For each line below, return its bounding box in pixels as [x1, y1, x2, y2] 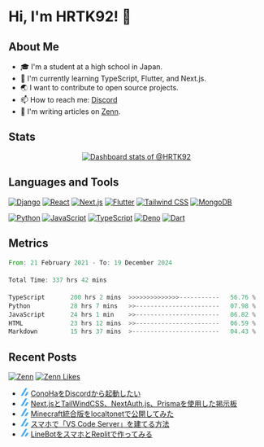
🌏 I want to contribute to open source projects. [19, 83, 179, 92]
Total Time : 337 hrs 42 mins [8, 276, 107, 284]
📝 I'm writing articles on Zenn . [19, 107, 121, 116]
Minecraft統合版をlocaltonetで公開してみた [30, 409, 175, 419]
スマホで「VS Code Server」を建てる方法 [30, 419, 170, 429]
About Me [8, 40, 59, 54]
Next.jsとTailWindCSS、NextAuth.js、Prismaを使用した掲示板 [30, 399, 238, 409]
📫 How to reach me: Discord [19, 95, 118, 104]
